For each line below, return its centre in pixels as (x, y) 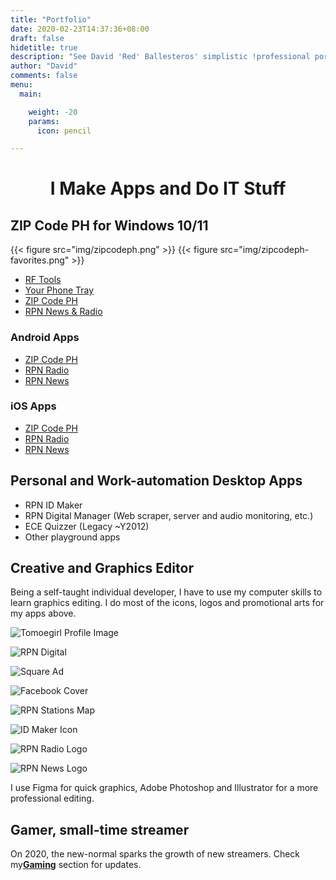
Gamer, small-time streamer (100, 829)
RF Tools (43, 280)
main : (31, 94)
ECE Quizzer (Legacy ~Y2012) (87, 526)
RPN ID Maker (53, 505)
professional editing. (52, 798)
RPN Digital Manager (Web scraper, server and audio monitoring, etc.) (169, 515)
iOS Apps (33, 406)
